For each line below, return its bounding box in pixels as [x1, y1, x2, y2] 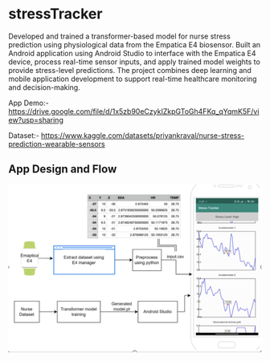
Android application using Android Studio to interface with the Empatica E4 [8, 48, 256, 58]
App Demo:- [8, 98, 50, 107]
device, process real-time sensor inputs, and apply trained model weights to [8, 57, 261, 67]
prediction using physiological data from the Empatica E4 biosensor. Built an [8, 39, 261, 49]
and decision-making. [8, 82, 80, 92]
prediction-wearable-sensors [8, 139, 106, 148]
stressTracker [8, 5, 103, 23]
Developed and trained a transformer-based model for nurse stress [8, 31, 231, 41]
